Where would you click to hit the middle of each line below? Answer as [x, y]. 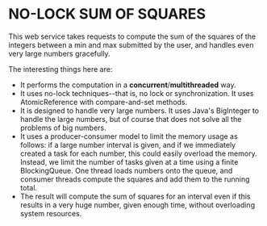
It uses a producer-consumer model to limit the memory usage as [129, 136]
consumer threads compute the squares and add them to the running [135, 179]
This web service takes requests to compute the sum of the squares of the [132, 36]
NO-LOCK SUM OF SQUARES [107, 14]
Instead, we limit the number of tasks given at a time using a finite [129, 161]
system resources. [51, 213]
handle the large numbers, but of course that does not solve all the [131, 119]
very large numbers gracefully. [59, 53]
